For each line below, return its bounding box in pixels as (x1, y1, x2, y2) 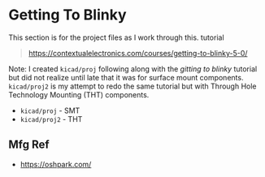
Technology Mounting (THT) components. (8, 89, 150, 99)
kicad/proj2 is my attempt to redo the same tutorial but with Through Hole (8, 81, 257, 91)
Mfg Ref (8, 138, 50, 152)
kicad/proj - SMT (20, 106, 80, 115)
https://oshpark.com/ (20, 159, 92, 169)
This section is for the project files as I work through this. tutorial (8, 32, 225, 42)
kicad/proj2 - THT (20, 114, 83, 123)
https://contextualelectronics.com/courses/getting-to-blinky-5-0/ (28, 48, 248, 58)
